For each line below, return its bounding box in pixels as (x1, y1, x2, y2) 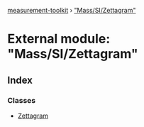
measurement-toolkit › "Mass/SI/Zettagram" (7, 6, 136, 14)
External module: (7, 31, 111, 47)
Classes (7, 95, 36, 105)
